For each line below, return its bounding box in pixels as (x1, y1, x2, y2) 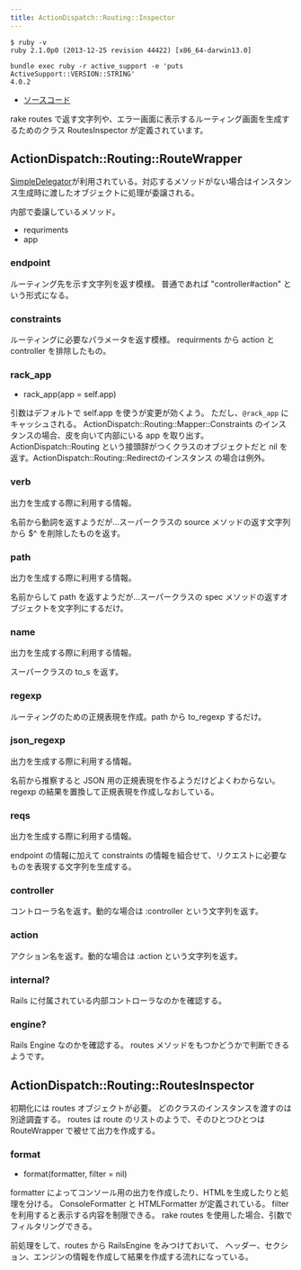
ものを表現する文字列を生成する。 (10, 861, 137, 872)
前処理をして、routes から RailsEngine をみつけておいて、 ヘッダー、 (10, 1240, 265, 1251)
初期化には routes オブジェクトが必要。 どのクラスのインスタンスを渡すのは (10, 1102, 292, 1113)
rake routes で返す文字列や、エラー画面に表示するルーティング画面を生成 (10, 113, 282, 124)
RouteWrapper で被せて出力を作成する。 (10, 1125, 161, 1136)
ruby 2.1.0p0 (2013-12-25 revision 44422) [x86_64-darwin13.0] (10, 46, 252, 55)
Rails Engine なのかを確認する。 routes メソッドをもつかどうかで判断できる (10, 1039, 290, 1050)
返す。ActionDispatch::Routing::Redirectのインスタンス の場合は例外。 (10, 452, 270, 464)
